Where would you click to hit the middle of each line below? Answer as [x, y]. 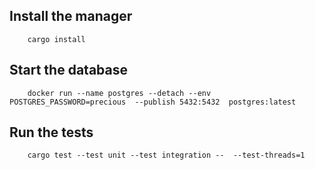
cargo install [56, 39]
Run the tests [51, 132]
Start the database [68, 70]
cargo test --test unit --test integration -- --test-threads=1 [166, 155]
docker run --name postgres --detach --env [119, 93]
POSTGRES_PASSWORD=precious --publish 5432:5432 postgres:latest [153, 102]
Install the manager [71, 16]
